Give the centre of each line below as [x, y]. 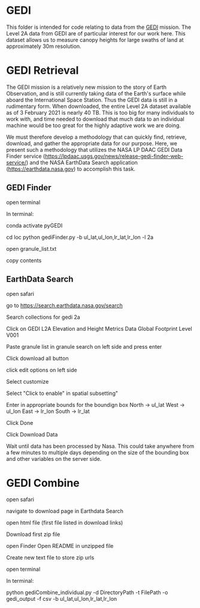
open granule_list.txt [31, 248]
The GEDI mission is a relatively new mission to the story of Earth [86, 87]
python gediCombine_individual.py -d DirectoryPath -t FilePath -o [87, 592]
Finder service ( [26, 156]
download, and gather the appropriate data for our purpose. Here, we [92, 143]
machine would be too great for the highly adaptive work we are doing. [94, 125]
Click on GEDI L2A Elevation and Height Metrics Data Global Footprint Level [99, 328]
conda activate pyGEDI [34, 225]
